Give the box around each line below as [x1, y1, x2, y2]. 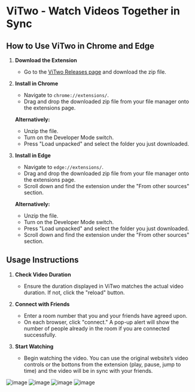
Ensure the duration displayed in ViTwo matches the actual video [23, 282, 184, 290]
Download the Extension [14, 57, 78, 64]
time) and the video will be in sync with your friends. [23, 367, 153, 374]
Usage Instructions [6, 255, 79, 265]
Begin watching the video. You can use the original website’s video [23, 354, 188, 361]
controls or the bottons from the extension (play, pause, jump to [23, 361, 181, 368]
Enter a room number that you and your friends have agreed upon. [23, 312, 188, 319]
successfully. [23, 331, 57, 338]
